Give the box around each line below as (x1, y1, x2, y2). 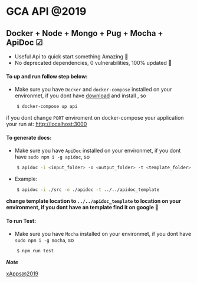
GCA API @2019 (6, 5, 87, 18)
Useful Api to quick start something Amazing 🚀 (14, 53, 129, 60)
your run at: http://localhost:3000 (6, 120, 87, 128)
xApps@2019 (6, 270, 39, 277)
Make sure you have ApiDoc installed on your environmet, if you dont (14, 147, 181, 154)
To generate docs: (6, 134, 52, 141)
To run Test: (6, 217, 37, 224)
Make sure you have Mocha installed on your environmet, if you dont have (14, 231, 192, 238)
